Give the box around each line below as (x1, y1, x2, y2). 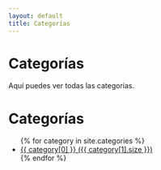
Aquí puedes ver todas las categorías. (8, 81, 135, 91)
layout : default (8, 11, 63, 20)
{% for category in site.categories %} (19, 136, 146, 146)
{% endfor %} (19, 153, 67, 163)
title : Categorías (8, 19, 70, 28)
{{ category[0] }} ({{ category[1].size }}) (19, 145, 153, 155)
